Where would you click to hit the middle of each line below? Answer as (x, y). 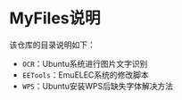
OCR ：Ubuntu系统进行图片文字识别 (85, 63)
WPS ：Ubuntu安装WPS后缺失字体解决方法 (98, 86)
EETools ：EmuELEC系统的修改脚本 (85, 75)
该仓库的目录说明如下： (52, 45)
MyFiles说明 (55, 18)
